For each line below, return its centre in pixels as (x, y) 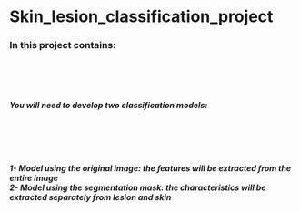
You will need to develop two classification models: (109, 106)
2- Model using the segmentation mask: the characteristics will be (138, 187)
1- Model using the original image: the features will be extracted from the (150, 168)
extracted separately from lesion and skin (90, 197)
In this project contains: (63, 45)
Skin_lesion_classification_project (141, 17)
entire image (34, 178)
